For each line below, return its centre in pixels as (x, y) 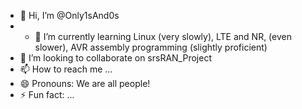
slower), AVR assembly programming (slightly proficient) (151, 47)
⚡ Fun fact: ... (47, 94)
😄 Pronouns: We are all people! (85, 83)
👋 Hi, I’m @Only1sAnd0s (69, 15)
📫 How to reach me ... (66, 69)
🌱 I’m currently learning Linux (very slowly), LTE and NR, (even (163, 36)
